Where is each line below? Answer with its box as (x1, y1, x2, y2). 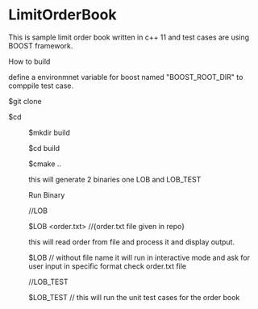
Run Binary (28, 190, 65, 199)
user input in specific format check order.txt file (28, 261, 187, 271)
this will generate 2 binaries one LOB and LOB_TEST (28, 174, 202, 184)
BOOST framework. (8, 40, 73, 50)
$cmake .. (28, 159, 62, 169)
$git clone (8, 96, 42, 106)
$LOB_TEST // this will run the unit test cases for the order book (28, 292, 240, 302)
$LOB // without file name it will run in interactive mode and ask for (28, 253, 250, 262)
